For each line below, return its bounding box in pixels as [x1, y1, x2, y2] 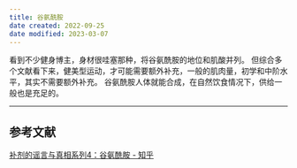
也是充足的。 [16, 88, 64, 98]
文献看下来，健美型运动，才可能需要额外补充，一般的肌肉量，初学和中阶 [16, 65, 280, 76]
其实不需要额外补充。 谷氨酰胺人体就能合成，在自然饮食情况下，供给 [24, 77, 275, 88]
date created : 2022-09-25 [9, 21, 104, 30]
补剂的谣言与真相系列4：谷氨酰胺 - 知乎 [9, 149, 155, 160]
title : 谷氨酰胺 [9, 12, 64, 22]
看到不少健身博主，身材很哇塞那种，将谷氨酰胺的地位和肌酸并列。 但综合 [9, 55, 275, 65]
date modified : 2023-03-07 [9, 29, 109, 38]
